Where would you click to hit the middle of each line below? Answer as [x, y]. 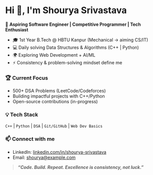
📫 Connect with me [30, 139]
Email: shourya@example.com [44, 157]
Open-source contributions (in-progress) [55, 102]
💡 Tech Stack [22, 115]
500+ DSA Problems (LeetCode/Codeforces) [59, 91]
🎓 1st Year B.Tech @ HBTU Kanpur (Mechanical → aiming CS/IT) [80, 39]
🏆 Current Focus [27, 78]
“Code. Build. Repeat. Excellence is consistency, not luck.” [81, 167]
